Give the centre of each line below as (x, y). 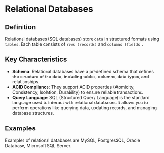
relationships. (26, 81)
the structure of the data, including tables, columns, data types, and (81, 76)
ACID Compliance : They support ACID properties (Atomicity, (73, 87)
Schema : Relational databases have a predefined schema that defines (83, 71)
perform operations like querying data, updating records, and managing (84, 108)
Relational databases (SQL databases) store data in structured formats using (82, 39)
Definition (20, 27)
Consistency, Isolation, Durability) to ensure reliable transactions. (78, 92)
